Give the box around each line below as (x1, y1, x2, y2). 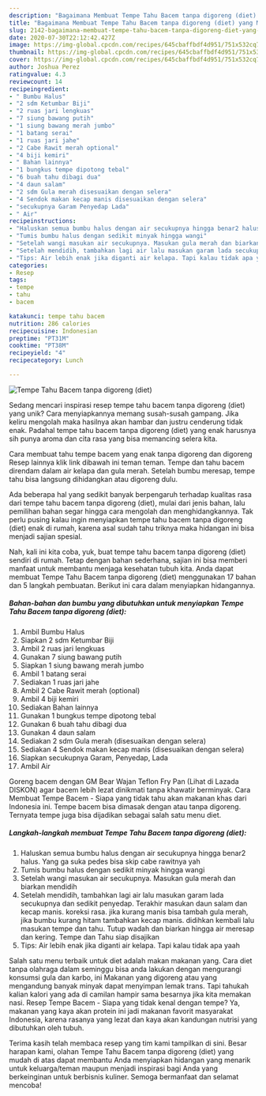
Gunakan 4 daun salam (20, 728, 96, 737)
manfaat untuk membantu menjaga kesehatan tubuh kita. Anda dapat (9, 563, 234, 573)
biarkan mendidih (20, 882, 77, 891)
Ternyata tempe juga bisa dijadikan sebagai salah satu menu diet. (9, 810, 222, 819)
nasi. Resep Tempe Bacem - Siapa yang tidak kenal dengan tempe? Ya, (9, 997, 240, 1007)
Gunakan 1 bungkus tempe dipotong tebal (20, 710, 156, 720)
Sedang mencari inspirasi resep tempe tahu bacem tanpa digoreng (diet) (9, 400, 245, 409)
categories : (9, 262, 48, 269)
